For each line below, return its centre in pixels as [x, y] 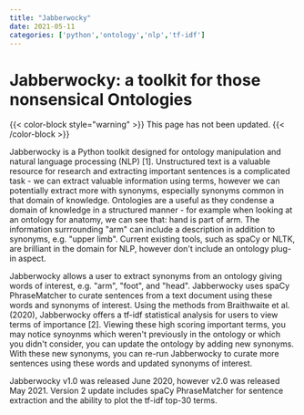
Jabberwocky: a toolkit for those [135, 80]
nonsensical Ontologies [101, 99]
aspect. [32, 259]
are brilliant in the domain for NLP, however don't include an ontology [139, 249]
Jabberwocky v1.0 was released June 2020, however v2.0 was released [145, 381]
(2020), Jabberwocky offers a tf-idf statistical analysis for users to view [144, 315]
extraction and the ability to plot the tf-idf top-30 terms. [113, 400]
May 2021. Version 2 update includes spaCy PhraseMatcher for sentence [147, 391]
